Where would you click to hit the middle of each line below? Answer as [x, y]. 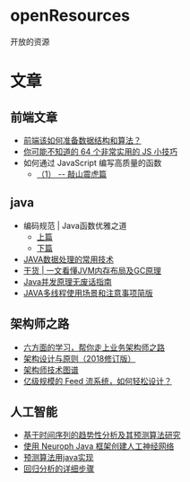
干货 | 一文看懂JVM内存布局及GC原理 [92, 270]
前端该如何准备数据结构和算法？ [82, 140]
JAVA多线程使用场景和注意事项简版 [88, 293]
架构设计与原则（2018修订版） [79, 358]
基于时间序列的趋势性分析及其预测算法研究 [102, 435]
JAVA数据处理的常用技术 [69, 259]
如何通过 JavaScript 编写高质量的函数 [92, 162]
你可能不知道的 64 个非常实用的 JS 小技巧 [100, 151]
